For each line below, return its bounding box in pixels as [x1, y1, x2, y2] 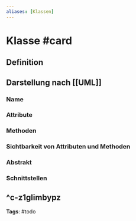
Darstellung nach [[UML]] [6, 77, 102, 87]
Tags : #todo [6, 207, 36, 215]
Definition [6, 57, 43, 68]
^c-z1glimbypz [6, 192, 61, 202]
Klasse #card [6, 34, 73, 47]
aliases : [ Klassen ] [6, 8, 54, 15]
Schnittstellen [6, 174, 47, 183]
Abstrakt [6, 159, 33, 167]
